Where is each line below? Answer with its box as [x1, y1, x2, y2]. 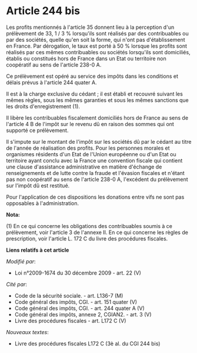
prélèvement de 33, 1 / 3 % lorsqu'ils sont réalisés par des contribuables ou [6, 29, 189, 37]
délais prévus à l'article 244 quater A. [6, 78, 97, 86]
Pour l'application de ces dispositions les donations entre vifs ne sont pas [6, 193, 185, 200]
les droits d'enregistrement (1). [6, 103, 81, 110]
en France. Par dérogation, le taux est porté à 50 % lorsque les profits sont [6, 42, 187, 50]
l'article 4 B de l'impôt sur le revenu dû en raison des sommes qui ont [6, 120, 175, 127]
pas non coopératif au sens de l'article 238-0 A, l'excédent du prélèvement [6, 176, 188, 183]
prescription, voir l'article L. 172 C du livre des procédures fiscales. [6, 235, 168, 242]
